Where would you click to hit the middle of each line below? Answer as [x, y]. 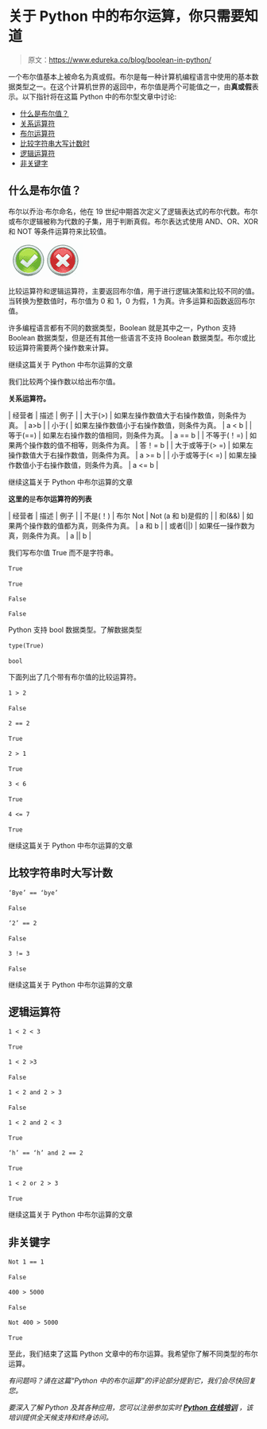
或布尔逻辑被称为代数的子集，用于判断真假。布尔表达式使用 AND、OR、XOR [133, 221]
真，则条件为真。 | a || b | [50, 535]
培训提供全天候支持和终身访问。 [60, 1418]
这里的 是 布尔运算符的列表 [50, 499]
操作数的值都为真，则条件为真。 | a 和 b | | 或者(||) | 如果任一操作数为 [142, 525]
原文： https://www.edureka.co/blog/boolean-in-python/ [120, 60]
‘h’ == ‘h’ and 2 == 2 [46, 1153]
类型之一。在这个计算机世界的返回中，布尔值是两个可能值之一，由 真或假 [133, 86]
